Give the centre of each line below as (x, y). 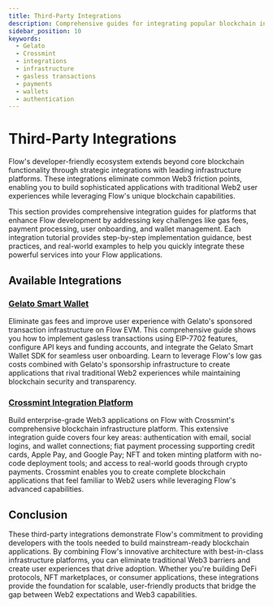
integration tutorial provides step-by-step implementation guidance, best (130, 238)
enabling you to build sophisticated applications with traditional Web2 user (133, 187)
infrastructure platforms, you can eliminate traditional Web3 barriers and (129, 560)
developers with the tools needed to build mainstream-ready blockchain (129, 542)
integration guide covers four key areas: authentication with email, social (130, 437)
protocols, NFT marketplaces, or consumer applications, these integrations (134, 577)
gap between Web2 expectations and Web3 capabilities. (103, 594)
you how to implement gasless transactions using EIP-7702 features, (123, 338)
